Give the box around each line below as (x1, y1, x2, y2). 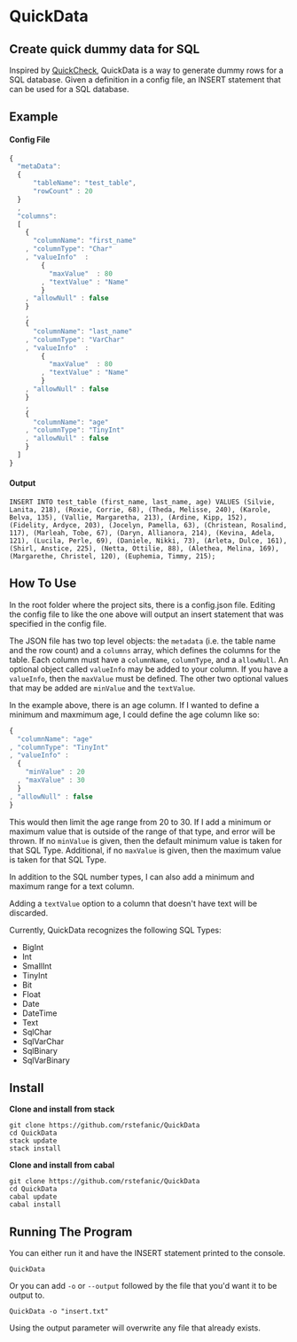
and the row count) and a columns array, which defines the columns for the (9, 644, 281, 655)
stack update (9, 1136, 58, 1145)
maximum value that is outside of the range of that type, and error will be (9, 826, 276, 837)
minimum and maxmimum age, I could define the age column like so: (9, 709, 260, 720)
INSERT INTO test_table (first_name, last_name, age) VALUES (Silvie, (9, 498, 276, 507)
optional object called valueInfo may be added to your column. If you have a (9, 663, 289, 675)
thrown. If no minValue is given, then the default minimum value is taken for (9, 835, 283, 846)
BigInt (21, 941, 44, 952)
